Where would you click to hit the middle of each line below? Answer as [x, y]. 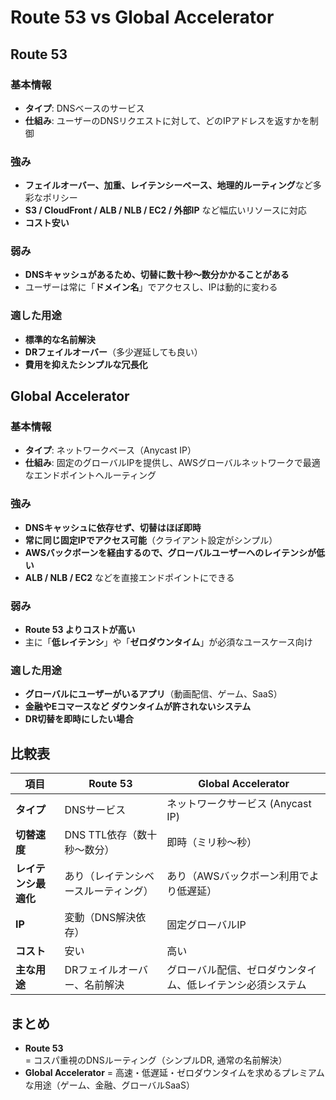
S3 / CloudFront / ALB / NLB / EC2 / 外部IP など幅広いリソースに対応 [165, 210]
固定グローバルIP [206, 925]
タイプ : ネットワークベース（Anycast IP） [110, 450]
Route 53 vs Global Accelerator [142, 17]
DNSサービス [95, 810]
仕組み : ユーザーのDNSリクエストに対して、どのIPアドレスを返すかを [167, 120]
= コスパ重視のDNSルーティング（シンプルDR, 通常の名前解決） [156, 1060]
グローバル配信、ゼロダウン [232, 970]
